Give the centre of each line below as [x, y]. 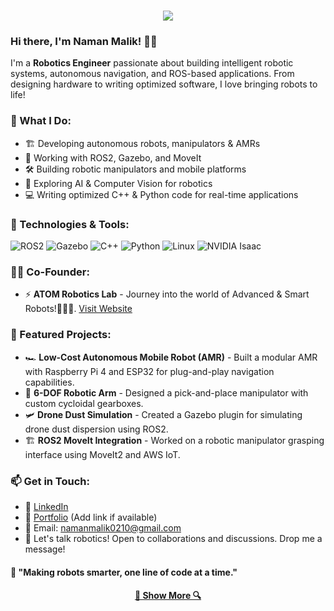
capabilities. [49, 382]
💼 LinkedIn [46, 506]
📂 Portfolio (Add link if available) [91, 517]
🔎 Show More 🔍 [168, 596]
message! [45, 549]
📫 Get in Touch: [50, 481]
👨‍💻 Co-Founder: [50, 272]
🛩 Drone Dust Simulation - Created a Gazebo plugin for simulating [163, 414]
